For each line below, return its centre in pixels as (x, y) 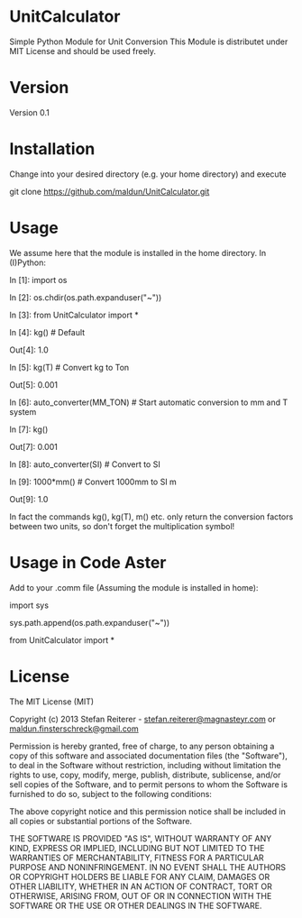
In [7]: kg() (29, 429)
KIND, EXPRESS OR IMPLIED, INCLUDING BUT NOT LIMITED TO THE (137, 848)
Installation (52, 149)
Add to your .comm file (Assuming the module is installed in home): (134, 587)
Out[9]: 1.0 (29, 499)
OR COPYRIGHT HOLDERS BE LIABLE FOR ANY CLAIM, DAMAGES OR (140, 877)
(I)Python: (28, 262)
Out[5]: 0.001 (34, 384)
